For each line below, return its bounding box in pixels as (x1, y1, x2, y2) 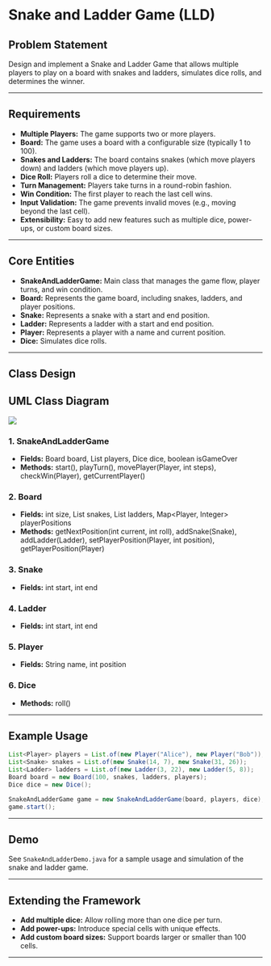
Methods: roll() (19, 698, 71, 708)
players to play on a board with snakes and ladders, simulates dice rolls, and (8, 68, 262, 78)
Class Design (8, 367, 77, 381)
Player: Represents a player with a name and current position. (19, 327, 226, 337)
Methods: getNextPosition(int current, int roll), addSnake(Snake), (19, 527, 237, 537)
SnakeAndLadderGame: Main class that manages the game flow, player (19, 276, 261, 285)
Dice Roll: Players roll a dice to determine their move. (19, 171, 198, 181)
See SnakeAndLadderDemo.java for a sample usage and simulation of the (8, 854, 244, 864)
